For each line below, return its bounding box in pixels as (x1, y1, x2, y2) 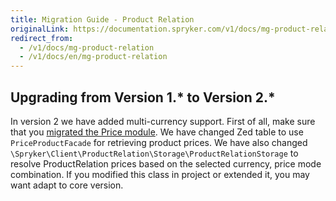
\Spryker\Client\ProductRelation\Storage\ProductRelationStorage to (10, 147, 299, 159)
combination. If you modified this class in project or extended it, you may (10, 168, 310, 180)
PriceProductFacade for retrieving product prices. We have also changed (10, 136, 308, 148)
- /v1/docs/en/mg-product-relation (19, 52, 168, 62)
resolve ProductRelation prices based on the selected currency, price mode (10, 157, 322, 170)
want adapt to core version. (10, 179, 124, 191)
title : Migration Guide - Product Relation (10, 14, 195, 25)
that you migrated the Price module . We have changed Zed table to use (10, 126, 304, 138)
